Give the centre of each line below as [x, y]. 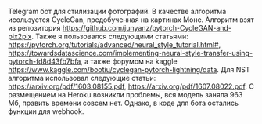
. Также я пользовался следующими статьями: [110, 36]
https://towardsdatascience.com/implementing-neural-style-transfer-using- [130, 53]
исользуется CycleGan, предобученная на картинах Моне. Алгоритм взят [131, 20]
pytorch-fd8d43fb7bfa [45, 61]
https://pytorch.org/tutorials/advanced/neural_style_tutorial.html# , [115, 45]
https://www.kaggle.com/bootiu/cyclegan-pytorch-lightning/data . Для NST [129, 69]
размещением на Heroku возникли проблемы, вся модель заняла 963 [126, 95]
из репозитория [34, 28]
